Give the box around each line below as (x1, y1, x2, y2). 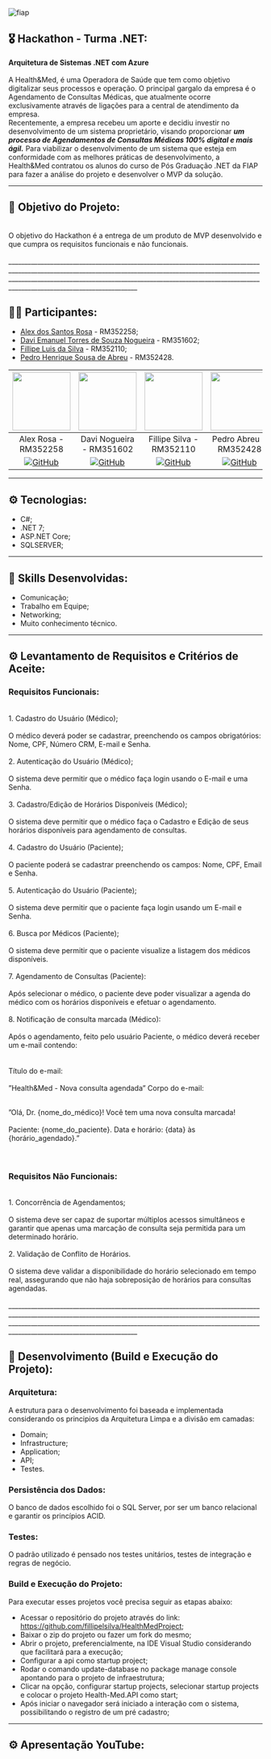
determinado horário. (8, 1232, 79, 1242)
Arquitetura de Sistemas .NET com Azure (8, 57, 149, 67)
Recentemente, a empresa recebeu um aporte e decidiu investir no (8, 117, 230, 127)
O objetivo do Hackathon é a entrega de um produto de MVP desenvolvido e (8, 231, 262, 240)
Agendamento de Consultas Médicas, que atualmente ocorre (8, 91, 211, 101)
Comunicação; (19, 593, 69, 603)
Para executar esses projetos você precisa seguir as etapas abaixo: (8, 1596, 233, 1606)
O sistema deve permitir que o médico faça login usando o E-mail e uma (8, 774, 248, 783)
